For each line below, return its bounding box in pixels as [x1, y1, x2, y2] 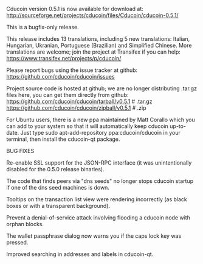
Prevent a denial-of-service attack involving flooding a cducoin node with [6, 214, 190, 221]
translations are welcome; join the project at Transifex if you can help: [6, 48, 181, 55]
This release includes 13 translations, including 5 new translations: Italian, [6, 35, 190, 42]
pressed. [6, 239, 29, 246]
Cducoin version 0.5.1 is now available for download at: [6, 5, 144, 12]
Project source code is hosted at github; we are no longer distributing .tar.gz [6, 85, 198, 92]
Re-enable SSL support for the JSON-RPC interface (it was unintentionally [6, 159, 192, 166]
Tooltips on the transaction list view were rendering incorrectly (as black [6, 196, 187, 203]
